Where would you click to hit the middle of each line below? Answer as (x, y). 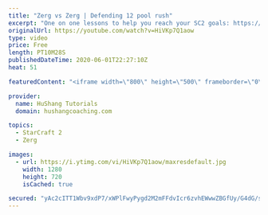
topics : (21, 125)
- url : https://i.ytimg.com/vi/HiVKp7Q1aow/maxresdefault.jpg (121, 162)
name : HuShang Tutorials (57, 104)
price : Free (28, 45)
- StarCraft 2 (39, 133)
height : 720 (42, 177)
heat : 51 (23, 68)
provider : (25, 96)
